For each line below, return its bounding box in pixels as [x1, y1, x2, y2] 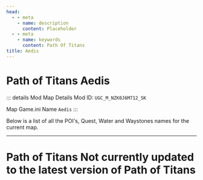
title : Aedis [6, 48, 39, 54]
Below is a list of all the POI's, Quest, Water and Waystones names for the [6, 117, 189, 124]
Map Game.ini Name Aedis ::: [6, 105, 79, 113]
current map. [6, 123, 39, 131]
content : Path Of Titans [22, 43, 85, 49]
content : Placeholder [22, 25, 77, 32]
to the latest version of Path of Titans [6, 163, 196, 176]
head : [6, 8, 20, 15]
